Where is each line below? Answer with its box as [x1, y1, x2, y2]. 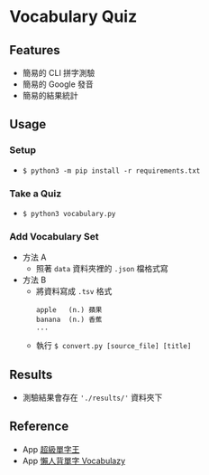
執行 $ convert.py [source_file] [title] [35, 340, 192, 351]
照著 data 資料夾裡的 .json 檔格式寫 [35, 263, 168, 274]
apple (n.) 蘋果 [35, 306, 103, 315]
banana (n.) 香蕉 [35, 315, 103, 325]
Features [9, 43, 60, 58]
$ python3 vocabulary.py [22, 209, 116, 218]
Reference [9, 419, 69, 434]
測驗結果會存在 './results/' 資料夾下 [22, 392, 163, 404]
